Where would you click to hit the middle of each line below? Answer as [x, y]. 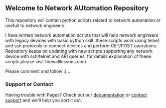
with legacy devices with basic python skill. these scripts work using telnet [82, 40]
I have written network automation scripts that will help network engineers [82, 35]
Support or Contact [29, 84]
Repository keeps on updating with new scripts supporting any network [79, 51]
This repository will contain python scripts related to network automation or [83, 20]
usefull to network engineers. [36, 25]
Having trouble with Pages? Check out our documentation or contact [76, 95]
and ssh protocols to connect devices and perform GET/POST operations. [81, 46]
